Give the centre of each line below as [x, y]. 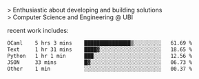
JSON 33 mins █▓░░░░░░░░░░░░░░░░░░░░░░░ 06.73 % [100, 62]
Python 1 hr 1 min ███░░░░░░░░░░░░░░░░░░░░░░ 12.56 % [100, 56]
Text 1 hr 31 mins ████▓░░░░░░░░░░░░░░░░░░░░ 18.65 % [100, 49]
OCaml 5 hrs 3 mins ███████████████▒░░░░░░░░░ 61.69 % [100, 43]
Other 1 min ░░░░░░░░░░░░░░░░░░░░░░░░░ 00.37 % [100, 69]
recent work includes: [38, 31]
